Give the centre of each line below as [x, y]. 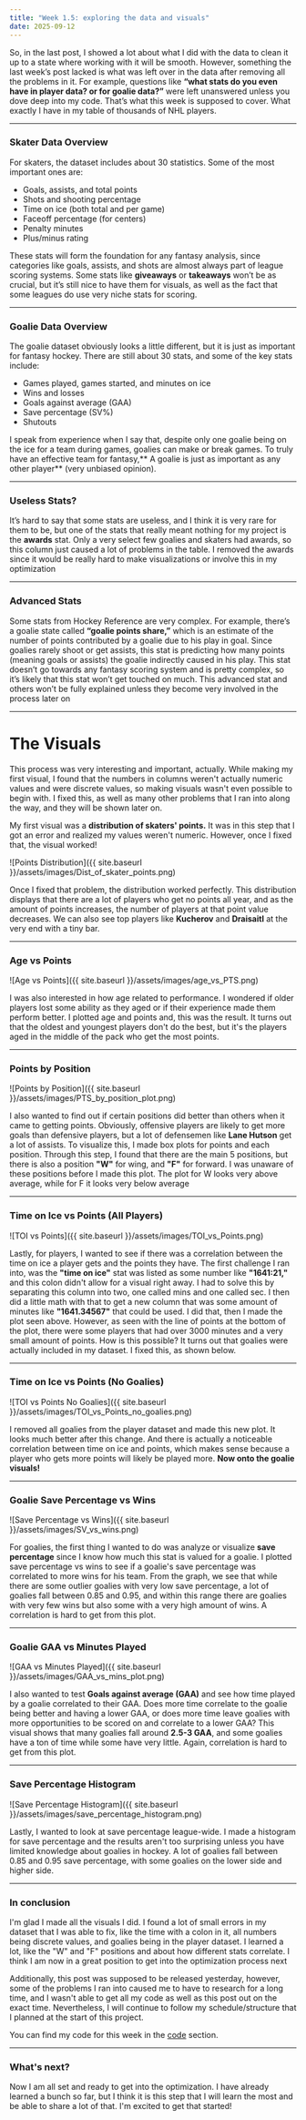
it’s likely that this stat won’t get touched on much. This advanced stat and [148, 678]
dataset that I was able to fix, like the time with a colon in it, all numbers [143, 1932]
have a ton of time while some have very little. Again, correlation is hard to [148, 1743]
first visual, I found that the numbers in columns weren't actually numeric [147, 779]
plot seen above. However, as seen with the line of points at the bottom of [148, 1320]
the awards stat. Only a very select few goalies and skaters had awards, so [150, 540]
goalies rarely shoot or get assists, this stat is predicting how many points [147, 650]
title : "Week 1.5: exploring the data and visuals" [109, 18]
